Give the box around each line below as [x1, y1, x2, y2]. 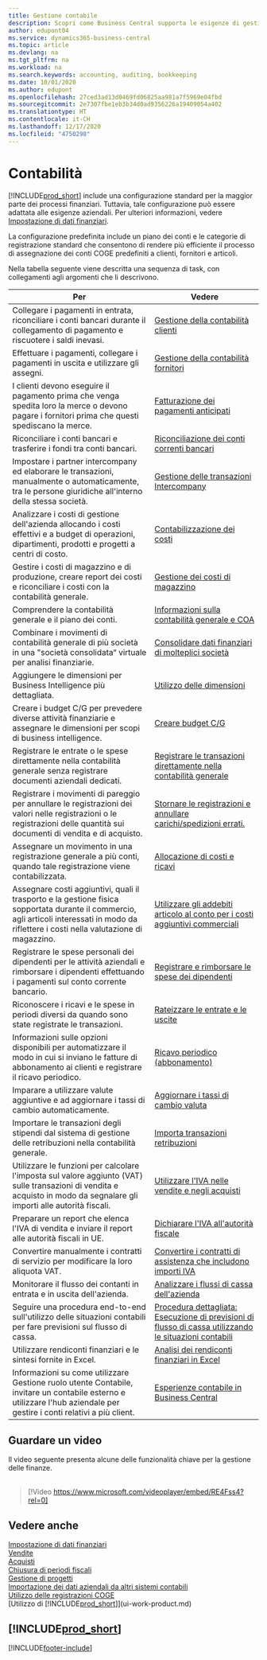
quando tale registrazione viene [12, 860, 130, 871]
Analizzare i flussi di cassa [154, 1278, 253, 1289]
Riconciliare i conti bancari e [12, 433, 118, 444]
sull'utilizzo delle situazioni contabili [12, 1311, 146, 1322]
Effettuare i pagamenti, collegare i [12, 347, 138, 358]
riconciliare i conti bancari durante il [12, 314, 146, 325]
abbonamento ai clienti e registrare [12, 1062, 142, 1073]
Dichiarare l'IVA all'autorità [154, 1218, 253, 1229]
